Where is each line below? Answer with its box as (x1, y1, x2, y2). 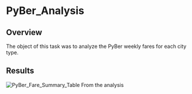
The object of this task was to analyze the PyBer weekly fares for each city (6, 43, 187, 50)
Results (6, 66, 35, 76)
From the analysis (81, 81, 124, 88)
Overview (6, 27, 43, 37)
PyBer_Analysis (6, 4, 85, 18)
